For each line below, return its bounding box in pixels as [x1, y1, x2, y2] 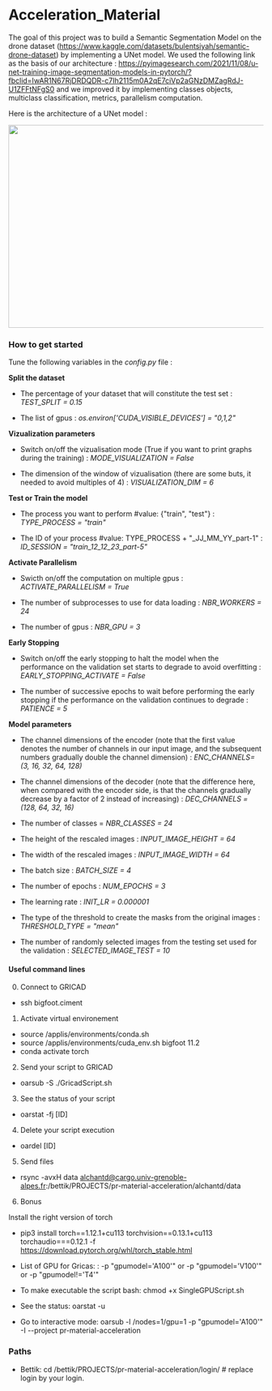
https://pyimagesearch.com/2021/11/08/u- [118, 58, 259, 68]
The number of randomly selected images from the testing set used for [19, 937, 257, 947]
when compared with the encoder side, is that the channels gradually [19, 786, 252, 795]
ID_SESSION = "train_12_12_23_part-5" [19, 542, 148, 552]
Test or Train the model [8, 493, 88, 503]
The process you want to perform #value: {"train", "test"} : [19, 509, 215, 519]
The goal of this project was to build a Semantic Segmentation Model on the [8, 32, 261, 42]
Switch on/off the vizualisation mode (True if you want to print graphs [19, 445, 253, 454]
